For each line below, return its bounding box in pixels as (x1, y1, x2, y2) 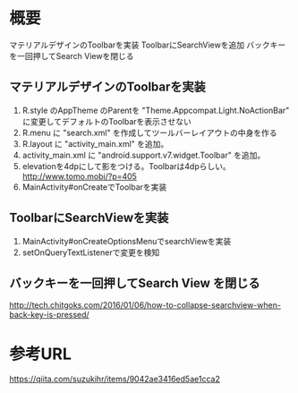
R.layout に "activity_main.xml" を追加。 (21, 138, 169, 149)
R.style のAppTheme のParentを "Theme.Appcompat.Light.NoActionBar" (21, 105, 290, 115)
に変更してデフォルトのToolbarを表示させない (21, 115, 192, 126)
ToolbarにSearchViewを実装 (9, 210, 169, 226)
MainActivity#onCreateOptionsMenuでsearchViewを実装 (21, 235, 232, 246)
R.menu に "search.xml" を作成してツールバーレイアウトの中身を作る (21, 127, 277, 138)
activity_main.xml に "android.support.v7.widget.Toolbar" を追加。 (21, 150, 266, 160)
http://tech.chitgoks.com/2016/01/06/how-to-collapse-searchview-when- (9, 300, 282, 311)
